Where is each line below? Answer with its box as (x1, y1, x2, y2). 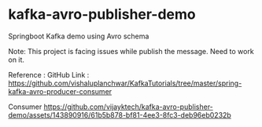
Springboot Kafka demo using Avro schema (8, 31, 149, 41)
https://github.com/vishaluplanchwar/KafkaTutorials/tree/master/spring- (8, 78, 242, 88)
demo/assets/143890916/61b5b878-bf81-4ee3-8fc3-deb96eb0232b (8, 110, 232, 119)
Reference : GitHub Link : (8, 70, 90, 79)
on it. (8, 55, 25, 64)
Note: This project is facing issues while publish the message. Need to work (8, 46, 254, 56)
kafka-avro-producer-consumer (8, 86, 113, 96)
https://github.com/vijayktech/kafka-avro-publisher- (43, 102, 214, 111)
